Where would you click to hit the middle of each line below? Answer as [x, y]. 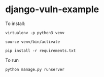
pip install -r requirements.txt [41, 50]
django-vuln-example [52, 9]
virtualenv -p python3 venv [35, 33]
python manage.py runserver [35, 69]
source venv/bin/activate [32, 42]
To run [12, 60]
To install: [15, 23]
